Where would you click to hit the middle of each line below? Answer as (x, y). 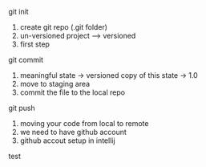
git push (22, 108)
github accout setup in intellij (67, 141)
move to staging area (55, 84)
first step (35, 44)
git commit (26, 60)
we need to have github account (73, 132)
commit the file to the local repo (73, 92)
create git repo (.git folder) (64, 27)
